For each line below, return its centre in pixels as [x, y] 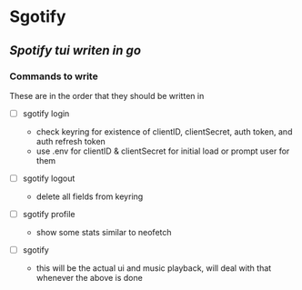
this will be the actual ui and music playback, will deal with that [154, 268]
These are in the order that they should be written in [107, 95]
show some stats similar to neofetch [104, 233]
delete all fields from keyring [90, 196]
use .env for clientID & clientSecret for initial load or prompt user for [163, 151]
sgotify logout [49, 178]
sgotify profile [49, 214]
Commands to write [54, 76]
